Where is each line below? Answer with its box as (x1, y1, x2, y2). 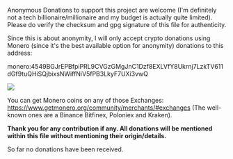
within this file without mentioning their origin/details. (7, 132, 167, 140)
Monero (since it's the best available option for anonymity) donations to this (7, 42, 224, 49)
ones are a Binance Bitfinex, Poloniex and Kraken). (27, 111, 172, 119)
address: (7, 49, 33, 57)
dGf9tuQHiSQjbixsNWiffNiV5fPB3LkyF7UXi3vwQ (7, 69, 148, 78)
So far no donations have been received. (7, 145, 124, 153)
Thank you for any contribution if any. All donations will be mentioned (7, 124, 213, 133)
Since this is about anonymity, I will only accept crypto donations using (7, 34, 211, 42)
